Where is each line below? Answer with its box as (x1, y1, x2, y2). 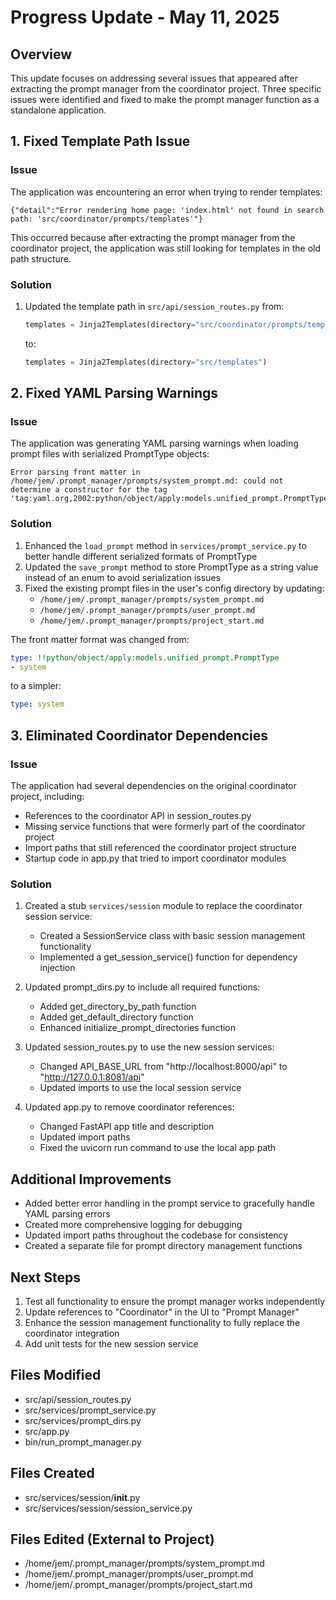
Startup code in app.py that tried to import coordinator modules (24, 852, 287, 865)
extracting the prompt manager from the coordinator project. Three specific (10, 83, 322, 95)
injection (39, 962, 76, 974)
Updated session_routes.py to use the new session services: (24, 1041, 275, 1053)
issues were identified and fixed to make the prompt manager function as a (10, 94, 320, 105)
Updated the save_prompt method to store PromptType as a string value (24, 561, 319, 573)
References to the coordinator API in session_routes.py (24, 810, 252, 822)
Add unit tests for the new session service (24, 1337, 199, 1350)
